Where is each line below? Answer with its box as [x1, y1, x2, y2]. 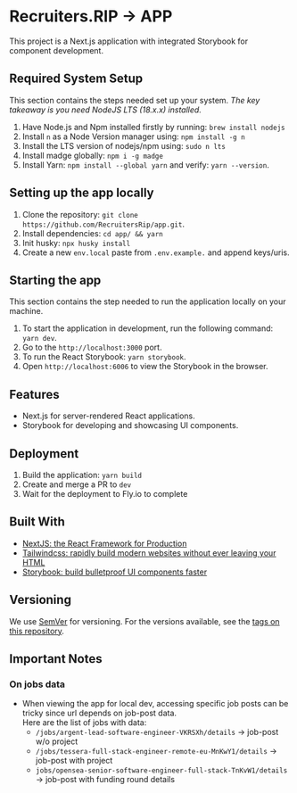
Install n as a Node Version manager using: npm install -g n [21, 131, 245, 142]
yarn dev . [21, 333, 58, 343]
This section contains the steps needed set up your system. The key [9, 95, 260, 105]
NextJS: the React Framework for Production [21, 538, 187, 549]
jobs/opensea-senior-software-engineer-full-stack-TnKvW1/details [35, 766, 288, 775]
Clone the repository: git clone [21, 209, 138, 219]
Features [9, 386, 60, 402]
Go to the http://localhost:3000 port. [21, 342, 162, 353]
